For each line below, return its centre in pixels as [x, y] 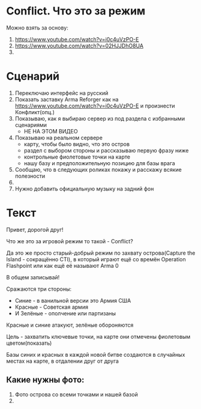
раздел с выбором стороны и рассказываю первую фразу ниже [106, 150]
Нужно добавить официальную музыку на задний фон [84, 189]
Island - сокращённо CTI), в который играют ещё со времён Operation [96, 259]
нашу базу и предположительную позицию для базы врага [99, 163]
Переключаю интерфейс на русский [61, 93]
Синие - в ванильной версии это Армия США [73, 300]
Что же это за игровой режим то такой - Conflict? [70, 241]
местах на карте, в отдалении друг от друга [62, 361]
